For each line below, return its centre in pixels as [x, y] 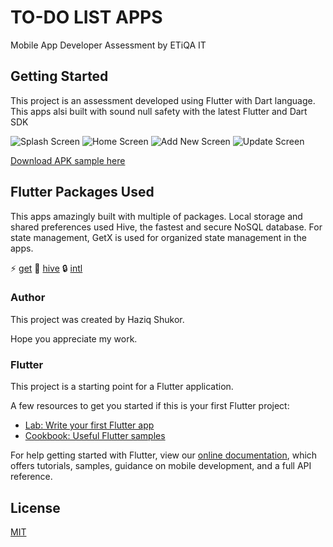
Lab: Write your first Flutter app [89, 425]
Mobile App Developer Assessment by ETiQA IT [108, 45]
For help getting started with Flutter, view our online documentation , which [164, 455]
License [35, 507]
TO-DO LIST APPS [86, 17]
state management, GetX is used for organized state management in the [158, 237]
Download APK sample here [68, 160]
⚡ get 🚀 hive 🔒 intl [46, 268]
